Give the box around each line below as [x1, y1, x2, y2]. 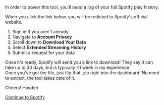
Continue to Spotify [5, 94, 45, 100]
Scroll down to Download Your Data [12, 39, 86, 45]
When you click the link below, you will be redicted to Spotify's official [5, 14, 148, 19]
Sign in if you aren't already [12, 29, 69, 34]
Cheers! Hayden [5, 85, 39, 91]
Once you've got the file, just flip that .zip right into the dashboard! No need [5, 70, 160, 76]
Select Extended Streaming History [12, 45, 86, 50]
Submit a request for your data [12, 50, 75, 55]
